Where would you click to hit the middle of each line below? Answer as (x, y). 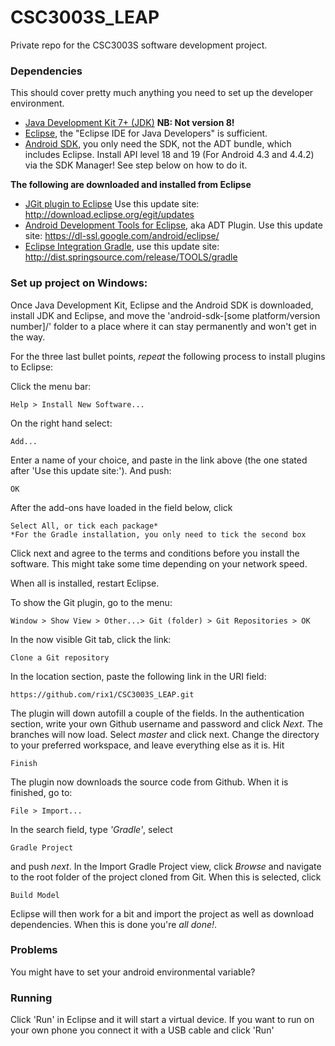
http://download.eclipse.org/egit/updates (109, 215)
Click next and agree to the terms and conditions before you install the (155, 553)
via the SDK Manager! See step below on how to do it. (136, 165)
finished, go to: (41, 792)
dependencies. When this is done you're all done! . (114, 924)
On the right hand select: (61, 423)
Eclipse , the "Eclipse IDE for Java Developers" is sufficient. (146, 133)
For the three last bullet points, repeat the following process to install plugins (168, 356)
